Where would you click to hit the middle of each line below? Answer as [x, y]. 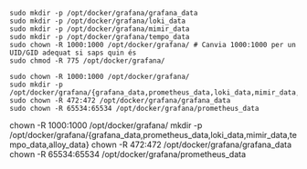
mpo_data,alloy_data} [49, 144]
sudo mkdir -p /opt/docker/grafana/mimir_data [100, 29]
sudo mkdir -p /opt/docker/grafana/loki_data [97, 21]
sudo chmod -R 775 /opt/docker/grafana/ [88, 61]
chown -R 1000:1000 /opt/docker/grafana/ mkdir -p [106, 125]
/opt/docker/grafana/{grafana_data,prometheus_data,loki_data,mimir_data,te [153, 135]
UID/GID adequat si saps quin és [73, 53]
